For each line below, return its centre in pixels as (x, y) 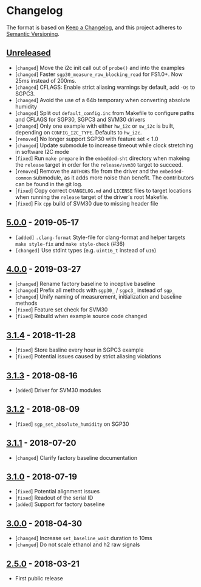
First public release (39, 578)
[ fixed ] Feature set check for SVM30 (61, 310)
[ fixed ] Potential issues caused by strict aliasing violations (88, 356)
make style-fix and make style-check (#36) (70, 243)
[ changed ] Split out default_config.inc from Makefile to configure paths (104, 113)
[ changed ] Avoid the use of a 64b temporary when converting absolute (103, 100)
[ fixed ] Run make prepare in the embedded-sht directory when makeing (102, 158)
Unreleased (29, 53)
